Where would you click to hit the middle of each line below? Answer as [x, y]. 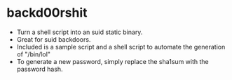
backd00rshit [47, 13]
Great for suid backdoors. [54, 39]
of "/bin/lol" [33, 54]
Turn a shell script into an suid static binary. [80, 32]
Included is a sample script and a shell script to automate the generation [121, 47]
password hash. [40, 69]
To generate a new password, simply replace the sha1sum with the [112, 61]
